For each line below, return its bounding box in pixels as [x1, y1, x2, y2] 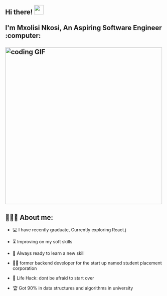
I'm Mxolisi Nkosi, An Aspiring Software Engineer [5, 24, 162, 32]
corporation [12, 265, 37, 271]
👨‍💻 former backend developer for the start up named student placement [12, 260, 162, 266]
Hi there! [5, 8, 33, 17]
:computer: [5, 32, 41, 40]
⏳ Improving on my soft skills [12, 239, 73, 245]
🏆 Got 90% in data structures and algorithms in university [12, 285, 133, 291]
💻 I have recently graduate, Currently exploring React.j [12, 227, 126, 233]
